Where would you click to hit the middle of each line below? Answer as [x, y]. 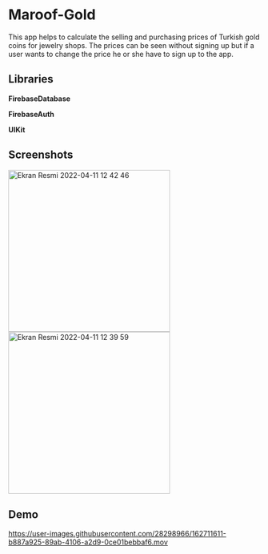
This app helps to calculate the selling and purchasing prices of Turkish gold [134, 37]
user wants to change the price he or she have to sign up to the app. [121, 54]
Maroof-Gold [52, 15]
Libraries [31, 79]
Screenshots [41, 155]
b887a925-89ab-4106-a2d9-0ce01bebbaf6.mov [88, 542]
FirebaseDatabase [39, 99]
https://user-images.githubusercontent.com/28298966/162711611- [117, 534]
